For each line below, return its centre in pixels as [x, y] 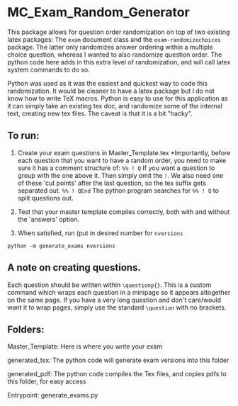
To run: [23, 136]
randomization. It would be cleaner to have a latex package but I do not [111, 91]
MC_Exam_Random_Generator [98, 12]
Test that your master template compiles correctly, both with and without [124, 212]
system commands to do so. [49, 69]
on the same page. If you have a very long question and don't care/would [114, 300]
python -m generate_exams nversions [61, 246]
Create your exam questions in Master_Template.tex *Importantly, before [124, 152]
